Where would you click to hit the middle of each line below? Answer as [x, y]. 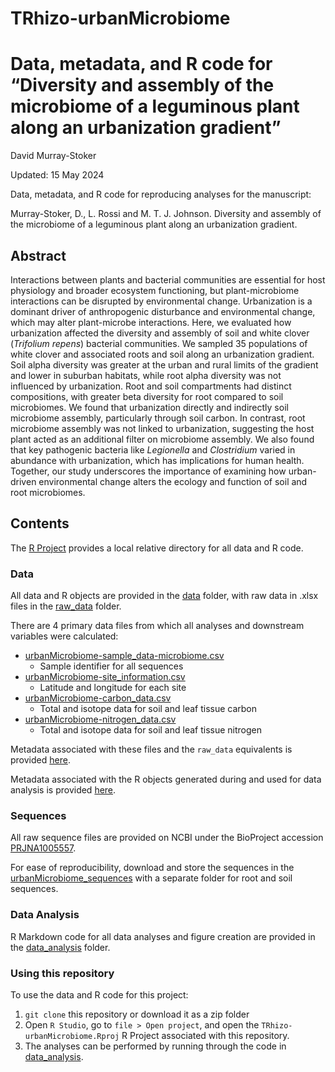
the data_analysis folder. [60, 947]
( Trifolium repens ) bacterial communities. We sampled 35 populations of [159, 343]
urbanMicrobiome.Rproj [72, 1036]
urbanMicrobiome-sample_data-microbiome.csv [124, 656]
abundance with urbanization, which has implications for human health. [157, 460]
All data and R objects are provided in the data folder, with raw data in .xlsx [164, 596]
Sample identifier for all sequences [111, 666]
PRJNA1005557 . [43, 848]
